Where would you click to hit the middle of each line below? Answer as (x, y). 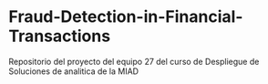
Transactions (60, 36)
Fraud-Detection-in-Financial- (126, 17)
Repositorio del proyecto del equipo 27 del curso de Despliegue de (134, 61)
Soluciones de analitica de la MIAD (73, 71)
